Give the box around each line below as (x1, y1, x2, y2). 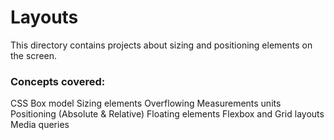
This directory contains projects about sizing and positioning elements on (10, 39, 313, 51)
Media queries (10, 119, 70, 131)
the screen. (10, 49, 58, 61)
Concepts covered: (10, 74, 106, 88)
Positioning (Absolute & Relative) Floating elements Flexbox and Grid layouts (10, 108, 325, 120)
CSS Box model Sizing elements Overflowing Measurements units (10, 97, 282, 110)
